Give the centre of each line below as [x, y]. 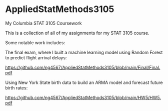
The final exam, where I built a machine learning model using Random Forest [84, 52]
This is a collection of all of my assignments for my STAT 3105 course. [77, 33]
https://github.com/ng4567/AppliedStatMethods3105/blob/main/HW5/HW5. [83, 97]
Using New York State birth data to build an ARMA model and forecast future [84, 82]
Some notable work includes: [35, 42]
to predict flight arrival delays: [36, 58]
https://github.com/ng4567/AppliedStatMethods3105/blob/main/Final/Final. [83, 67]
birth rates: [16, 88]
